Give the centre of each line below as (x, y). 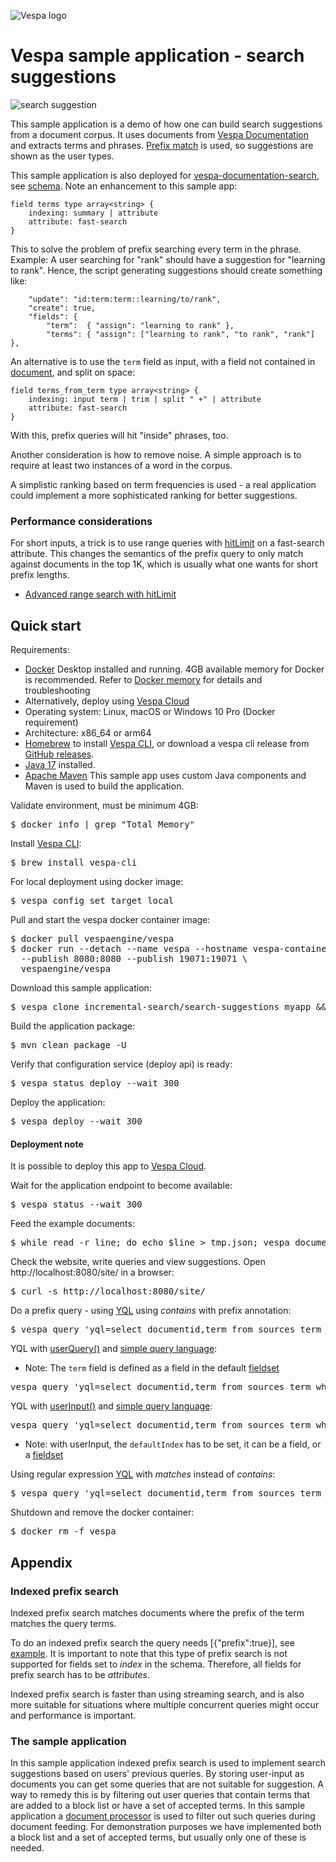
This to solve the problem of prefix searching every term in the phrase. (156, 249)
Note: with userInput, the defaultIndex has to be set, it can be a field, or (173, 1444)
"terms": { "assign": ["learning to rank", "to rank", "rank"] (180, 334)
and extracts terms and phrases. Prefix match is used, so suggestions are (162, 145)
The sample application (68, 1741)
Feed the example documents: (72, 1224)
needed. (27, 1848)
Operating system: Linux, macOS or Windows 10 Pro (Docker (150, 712)
